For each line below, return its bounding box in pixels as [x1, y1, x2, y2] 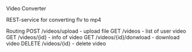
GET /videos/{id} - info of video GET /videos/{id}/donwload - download [6, 34, 180, 40]
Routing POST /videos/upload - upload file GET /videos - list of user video [6, 27, 186, 34]
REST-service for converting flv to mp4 [6, 16, 102, 23]
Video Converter [6, 5, 46, 12]
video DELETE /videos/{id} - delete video [6, 40, 106, 47]
